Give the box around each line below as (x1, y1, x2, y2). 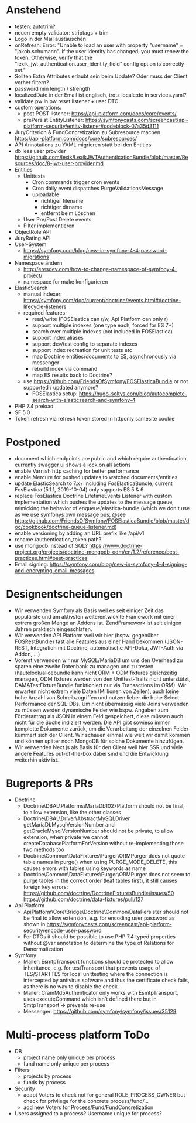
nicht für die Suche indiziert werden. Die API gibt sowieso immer (14, 719, 170, 726)
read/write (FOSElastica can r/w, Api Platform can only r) (32, 315, 169, 322)
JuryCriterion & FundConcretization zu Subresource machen (14, 128, 161, 135)
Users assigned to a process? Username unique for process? (14, 1110, 162, 1117)
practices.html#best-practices (14, 554, 88, 561)
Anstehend (6, 4, 61, 17)
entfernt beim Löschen (40, 209, 95, 217)
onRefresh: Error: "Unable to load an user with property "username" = (14, 42, 183, 49)
